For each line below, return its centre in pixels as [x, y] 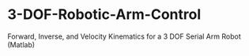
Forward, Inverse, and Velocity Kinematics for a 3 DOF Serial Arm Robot [124, 36]
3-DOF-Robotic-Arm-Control [104, 15]
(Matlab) [21, 44]
